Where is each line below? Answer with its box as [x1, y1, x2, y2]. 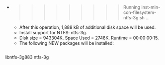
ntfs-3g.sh [123, 15, 145, 20]
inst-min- [141, 4, 161, 10]
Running [123, 4, 141, 10]
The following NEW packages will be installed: [19, 40, 114, 46]
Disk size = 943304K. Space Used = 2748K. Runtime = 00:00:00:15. [19, 35, 159, 41]
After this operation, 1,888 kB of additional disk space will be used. [19, 24, 156, 30]
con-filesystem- [123, 9, 157, 15]
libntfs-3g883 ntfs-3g [4, 54, 49, 60]
